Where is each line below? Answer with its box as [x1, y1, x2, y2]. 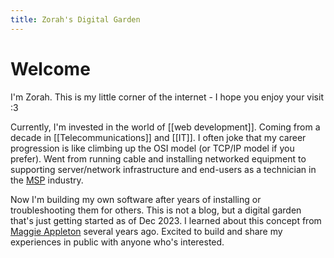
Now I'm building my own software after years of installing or [10, 193, 262, 205]
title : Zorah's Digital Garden [10, 14, 141, 25]
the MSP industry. [10, 174, 84, 186]
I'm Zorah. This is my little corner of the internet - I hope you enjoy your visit [10, 91, 324, 103]
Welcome [10, 57, 91, 80]
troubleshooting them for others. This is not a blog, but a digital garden [10, 204, 302, 216]
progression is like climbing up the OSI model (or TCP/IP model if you [10, 142, 295, 154]
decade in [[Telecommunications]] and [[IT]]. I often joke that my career [10, 131, 307, 143]
